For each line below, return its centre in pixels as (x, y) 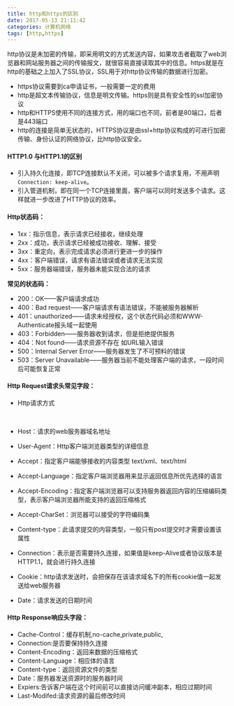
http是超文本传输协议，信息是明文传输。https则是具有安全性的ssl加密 (117, 95)
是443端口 (32, 122)
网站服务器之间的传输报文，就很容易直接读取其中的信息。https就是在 (125, 63)
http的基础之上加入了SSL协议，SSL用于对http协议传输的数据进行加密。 (109, 71)
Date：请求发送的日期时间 (55, 600)
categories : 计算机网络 (39, 27)
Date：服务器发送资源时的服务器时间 (70, 678)
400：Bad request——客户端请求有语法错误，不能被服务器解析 (108, 307)
